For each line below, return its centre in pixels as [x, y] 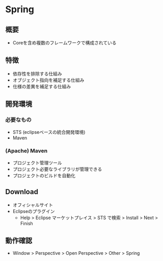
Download [22, 192]
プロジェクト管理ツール [37, 162]
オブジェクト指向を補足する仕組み [48, 80]
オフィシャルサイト [33, 205]
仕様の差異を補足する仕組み [42, 86]
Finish [26, 223]
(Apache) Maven [26, 151]
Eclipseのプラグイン [34, 211]
